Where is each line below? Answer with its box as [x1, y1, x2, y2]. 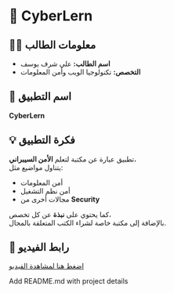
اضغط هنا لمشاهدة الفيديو [9, 262, 85, 271]
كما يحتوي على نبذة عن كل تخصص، [9, 209, 112, 219]
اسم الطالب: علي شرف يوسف [20, 59, 111, 68]
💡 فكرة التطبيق [9, 133, 75, 147]
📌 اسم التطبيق [9, 90, 72, 103]
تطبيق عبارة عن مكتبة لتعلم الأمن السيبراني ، [9, 154, 136, 164]
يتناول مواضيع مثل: [9, 162, 63, 172]
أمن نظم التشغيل [20, 186, 71, 195]
